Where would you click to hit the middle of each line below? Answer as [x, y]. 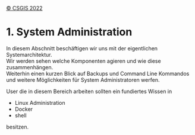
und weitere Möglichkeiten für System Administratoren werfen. [83, 80]
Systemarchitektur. [29, 54]
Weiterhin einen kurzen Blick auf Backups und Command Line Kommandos [98, 73]
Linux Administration [40, 102]
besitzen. [18, 127]
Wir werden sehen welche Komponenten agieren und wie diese [84, 61]
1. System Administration [69, 32]
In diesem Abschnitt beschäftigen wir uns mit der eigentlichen [82, 48]
